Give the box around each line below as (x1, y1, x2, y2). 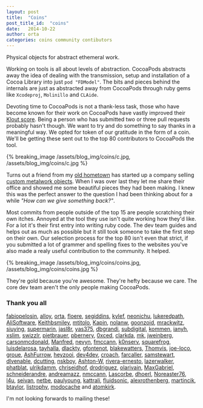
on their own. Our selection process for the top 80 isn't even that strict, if (6, 234, 188, 242)
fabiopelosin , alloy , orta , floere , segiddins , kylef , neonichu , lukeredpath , (6, 312, 185, 320)
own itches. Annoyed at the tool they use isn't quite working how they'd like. (6, 216, 197, 222)
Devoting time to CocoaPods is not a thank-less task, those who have (6, 103, 180, 110)
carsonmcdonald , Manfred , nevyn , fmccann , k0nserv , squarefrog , (6, 338, 171, 346)
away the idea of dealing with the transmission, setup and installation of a (6, 72, 190, 79)
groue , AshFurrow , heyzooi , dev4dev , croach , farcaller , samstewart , (6, 351, 176, 358)
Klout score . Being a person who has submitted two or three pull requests (6, 116, 190, 123)
